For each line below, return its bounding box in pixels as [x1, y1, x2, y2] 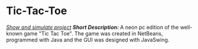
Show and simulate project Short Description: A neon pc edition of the [6, 24, 179, 31]
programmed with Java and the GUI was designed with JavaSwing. [6, 36, 170, 43]
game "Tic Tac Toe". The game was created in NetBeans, [23, 30, 163, 37]
